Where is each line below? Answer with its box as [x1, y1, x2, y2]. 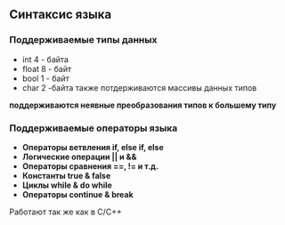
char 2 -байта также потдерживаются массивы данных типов [21, 82, 257, 92]
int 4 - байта [21, 53, 69, 65]
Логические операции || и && [21, 151, 137, 162]
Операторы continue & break [21, 189, 134, 199]
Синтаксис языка [9, 7, 112, 22]
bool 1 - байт [21, 73, 69, 84]
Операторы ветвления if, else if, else [21, 141, 164, 152]
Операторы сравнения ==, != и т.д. [21, 160, 159, 172]
